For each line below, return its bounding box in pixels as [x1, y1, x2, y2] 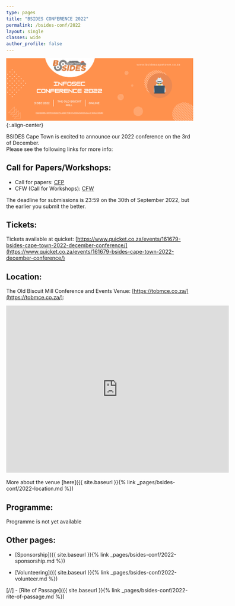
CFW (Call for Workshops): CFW [14, 185, 94, 192]
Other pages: [6, 535, 56, 545]
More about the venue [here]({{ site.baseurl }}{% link [6, 479, 136, 486]
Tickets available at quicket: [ [6, 235, 78, 243]
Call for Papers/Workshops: [6, 163, 112, 173]
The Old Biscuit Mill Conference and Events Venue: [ [6, 288, 135, 295]
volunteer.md [14, 575, 47, 582]
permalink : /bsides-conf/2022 [6, 22, 81, 28]
